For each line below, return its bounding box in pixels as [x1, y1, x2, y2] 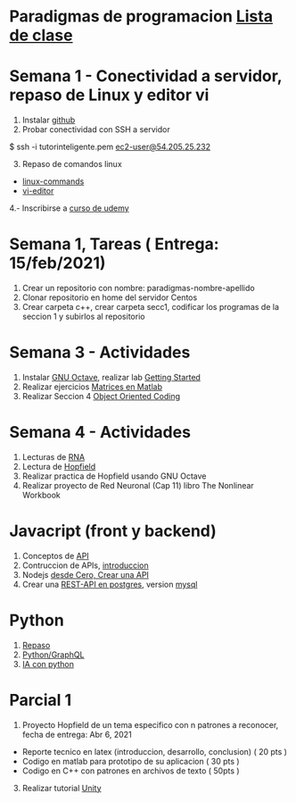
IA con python [21, 658, 74, 669]
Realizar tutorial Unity [21, 782, 102, 793]
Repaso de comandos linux [21, 159, 122, 170]
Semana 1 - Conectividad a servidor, [9, 66, 283, 87]
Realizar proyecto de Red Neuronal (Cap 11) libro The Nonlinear [21, 480, 254, 490]
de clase [9, 25, 73, 46]
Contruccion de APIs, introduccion [21, 560, 149, 571]
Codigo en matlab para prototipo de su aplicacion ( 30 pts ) [21, 756, 240, 766]
